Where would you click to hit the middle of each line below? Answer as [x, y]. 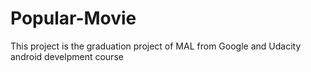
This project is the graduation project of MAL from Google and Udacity [156, 46]
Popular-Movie [73, 18]
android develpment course [67, 56]
